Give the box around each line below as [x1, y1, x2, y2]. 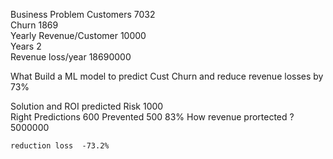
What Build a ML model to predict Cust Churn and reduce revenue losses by [10, 70, 324, 82]
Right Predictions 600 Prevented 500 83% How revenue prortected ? [10, 111, 295, 123]
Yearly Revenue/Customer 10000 [10, 30, 147, 41]
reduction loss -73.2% [10, 141, 110, 151]
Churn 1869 [10, 19, 59, 31]
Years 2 [10, 40, 42, 52]
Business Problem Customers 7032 [10, 9, 156, 20]
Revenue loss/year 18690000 [10, 51, 132, 63]
